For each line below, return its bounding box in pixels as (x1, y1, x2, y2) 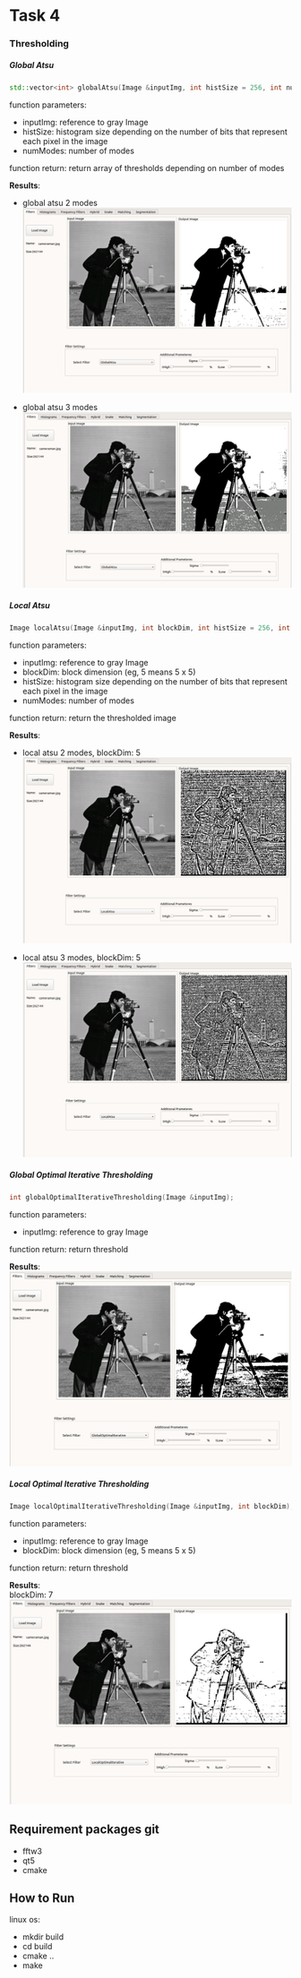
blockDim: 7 (9, 1589, 54, 1600)
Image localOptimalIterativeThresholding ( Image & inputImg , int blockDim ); (9, 1502, 295, 1511)
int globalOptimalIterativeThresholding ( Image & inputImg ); (9, 1193, 235, 1202)
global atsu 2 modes (21, 197, 99, 208)
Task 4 (9, 5, 61, 26)
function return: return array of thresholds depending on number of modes (9, 162, 285, 173)
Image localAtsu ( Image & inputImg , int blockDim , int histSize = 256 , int (9, 623, 291, 632)
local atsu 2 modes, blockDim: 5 (21, 747, 142, 758)
